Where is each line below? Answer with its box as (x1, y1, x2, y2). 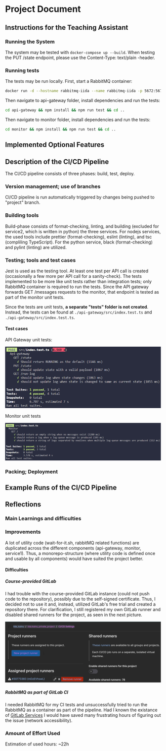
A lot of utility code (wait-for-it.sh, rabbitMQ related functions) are (5, 540, 139, 546)
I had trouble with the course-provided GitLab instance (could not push (5, 591, 150, 597)
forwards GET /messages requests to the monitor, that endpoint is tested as (5, 289, 159, 295)
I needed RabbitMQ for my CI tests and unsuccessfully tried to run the (5, 702, 148, 707)
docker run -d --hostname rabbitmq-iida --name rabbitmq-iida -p (5, 88, 142, 94)
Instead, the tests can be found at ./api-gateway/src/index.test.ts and (5, 309, 152, 315)
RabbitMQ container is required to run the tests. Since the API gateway (5, 284, 149, 290)
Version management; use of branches (5, 183, 101, 189)
